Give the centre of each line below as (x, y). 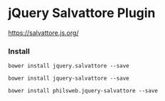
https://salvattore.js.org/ (43, 33)
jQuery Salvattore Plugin (82, 13)
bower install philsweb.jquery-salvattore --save (83, 91)
